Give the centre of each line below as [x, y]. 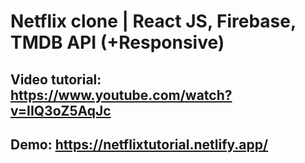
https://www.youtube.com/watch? [121, 95]
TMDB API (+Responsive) [117, 42]
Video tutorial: [56, 79]
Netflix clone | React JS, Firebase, [153, 21]
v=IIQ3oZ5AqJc [61, 110]
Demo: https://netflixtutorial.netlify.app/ [139, 144]
